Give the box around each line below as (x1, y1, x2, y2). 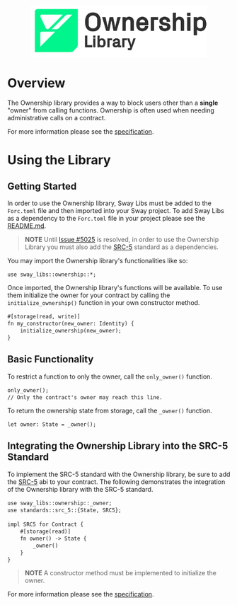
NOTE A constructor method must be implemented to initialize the (24, 568, 217, 577)
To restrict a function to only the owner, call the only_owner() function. (7, 372, 212, 381)
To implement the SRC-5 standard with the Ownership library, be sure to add (7, 470, 231, 478)
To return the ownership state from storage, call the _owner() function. (7, 406, 212, 415)
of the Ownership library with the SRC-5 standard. (7, 485, 154, 493)
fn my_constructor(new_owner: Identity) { (7, 320, 134, 327)
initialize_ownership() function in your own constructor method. (7, 298, 200, 306)
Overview (7, 75, 66, 91)
